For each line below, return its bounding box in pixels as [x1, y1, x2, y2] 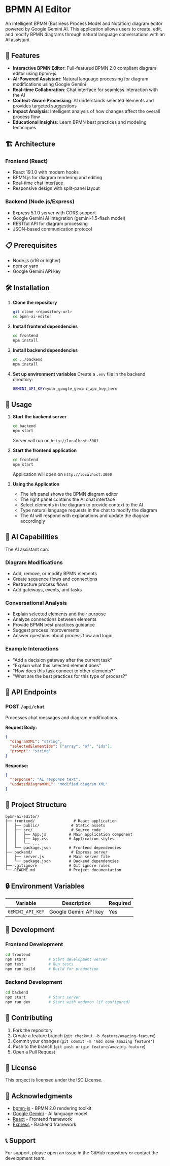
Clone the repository [12, 299, 57, 306]
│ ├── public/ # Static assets [5, 823, 106, 828]
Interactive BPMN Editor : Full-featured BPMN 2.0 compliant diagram [12, 65, 156, 71]
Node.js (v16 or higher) [12, 257, 61, 263]
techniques [12, 124, 37, 130]
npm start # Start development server [5, 957, 108, 962]
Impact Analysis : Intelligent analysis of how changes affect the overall [12, 108, 160, 114]
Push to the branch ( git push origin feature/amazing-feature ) [12, 1043, 146, 1049]
